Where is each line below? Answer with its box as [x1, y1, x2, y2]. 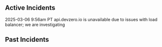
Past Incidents [5, 35, 49, 44]
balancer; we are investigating [5, 22, 65, 27]
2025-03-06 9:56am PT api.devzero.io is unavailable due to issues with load [5, 16, 158, 22]
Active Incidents [5, 4, 56, 12]
